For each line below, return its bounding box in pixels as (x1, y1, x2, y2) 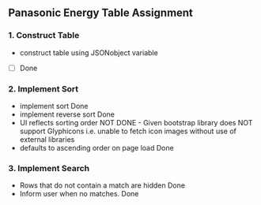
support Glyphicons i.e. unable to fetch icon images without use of (19, 126, 237, 136)
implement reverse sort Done (19, 110, 115, 119)
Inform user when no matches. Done (19, 189, 139, 199)
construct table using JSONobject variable (19, 47, 158, 58)
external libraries (19, 135, 75, 144)
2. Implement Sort (8, 83, 79, 94)
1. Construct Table (8, 30, 80, 41)
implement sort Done (19, 102, 89, 111)
